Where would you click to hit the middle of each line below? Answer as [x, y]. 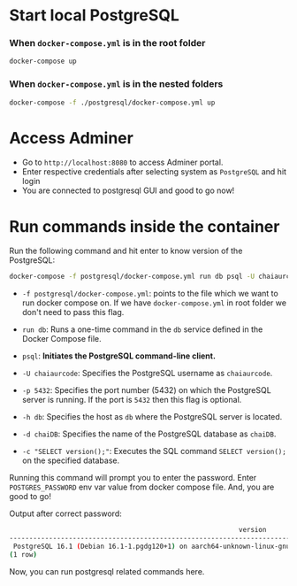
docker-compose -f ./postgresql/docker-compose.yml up [112, 103]
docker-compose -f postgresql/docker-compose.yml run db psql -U [132, 277]
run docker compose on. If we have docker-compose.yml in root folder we [154, 303]
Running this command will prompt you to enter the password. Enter [133, 478]
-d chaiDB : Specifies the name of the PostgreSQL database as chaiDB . [149, 434]
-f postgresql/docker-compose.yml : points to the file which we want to [150, 294]
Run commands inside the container [145, 226]
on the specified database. [71, 460]
